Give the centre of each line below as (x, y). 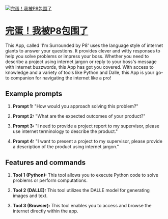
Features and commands (45, 163)
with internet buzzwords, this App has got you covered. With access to (79, 67)
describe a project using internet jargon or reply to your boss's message (81, 62)
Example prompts (34, 94)
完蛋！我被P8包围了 (47, 31)
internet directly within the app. (45, 211)
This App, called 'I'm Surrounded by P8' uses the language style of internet (84, 45)
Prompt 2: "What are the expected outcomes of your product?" (79, 116)
